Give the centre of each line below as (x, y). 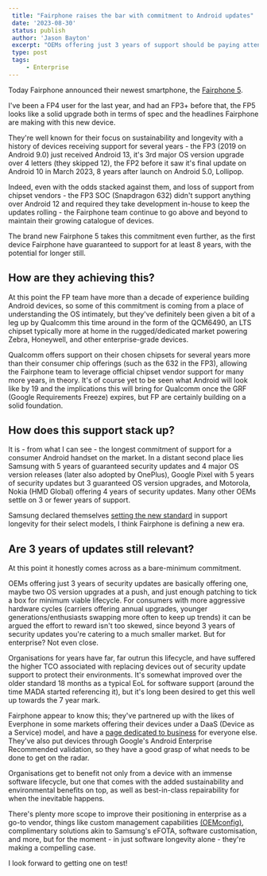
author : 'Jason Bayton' (51, 38)
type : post (29, 52)
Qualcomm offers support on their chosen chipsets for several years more (130, 355)
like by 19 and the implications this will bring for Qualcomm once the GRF (128, 388)
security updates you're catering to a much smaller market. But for (117, 634)
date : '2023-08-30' (44, 23)
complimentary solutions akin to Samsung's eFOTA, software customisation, (133, 831)
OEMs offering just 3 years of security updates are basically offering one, (128, 583)
